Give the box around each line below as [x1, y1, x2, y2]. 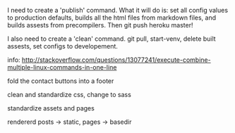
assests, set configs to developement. [7, 42, 119, 50]
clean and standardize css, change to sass [7, 91, 132, 99]
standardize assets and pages [7, 104, 95, 112]
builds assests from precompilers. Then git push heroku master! [7, 21, 193, 29]
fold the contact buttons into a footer [7, 77, 114, 85]
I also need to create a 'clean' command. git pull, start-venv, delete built [7, 34, 217, 43]
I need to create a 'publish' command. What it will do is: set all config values [7, 6, 228, 14]
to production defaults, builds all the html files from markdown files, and [7, 13, 217, 22]
